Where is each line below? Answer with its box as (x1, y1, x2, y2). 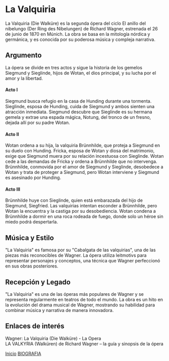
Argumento (5, 51, 42, 60)
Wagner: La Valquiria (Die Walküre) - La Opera (5, 335, 101, 341)
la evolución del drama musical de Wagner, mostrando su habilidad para (5, 302, 155, 308)
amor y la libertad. (5, 75, 43, 81)
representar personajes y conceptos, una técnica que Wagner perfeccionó (5, 258, 160, 264)
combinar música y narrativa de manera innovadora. (5, 307, 114, 313)
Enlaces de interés (5, 322, 65, 331)
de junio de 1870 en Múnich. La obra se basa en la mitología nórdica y (5, 31, 150, 37)
